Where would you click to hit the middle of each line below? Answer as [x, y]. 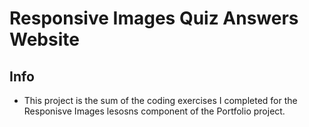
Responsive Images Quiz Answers [154, 18]
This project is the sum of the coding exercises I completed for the [160, 100]
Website [44, 39]
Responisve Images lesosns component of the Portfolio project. [154, 111]
